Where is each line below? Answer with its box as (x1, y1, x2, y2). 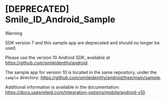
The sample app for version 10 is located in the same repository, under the (5, 69, 157, 75)
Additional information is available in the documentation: (5, 84, 120, 90)
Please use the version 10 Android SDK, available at (5, 54, 111, 60)
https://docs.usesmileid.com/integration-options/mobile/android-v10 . (5, 89, 146, 95)
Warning (5, 30, 22, 36)
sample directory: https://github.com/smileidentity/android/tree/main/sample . (5, 74, 162, 80)
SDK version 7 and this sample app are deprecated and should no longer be (5, 39, 160, 45)
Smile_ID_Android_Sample (5, 14, 115, 25)
